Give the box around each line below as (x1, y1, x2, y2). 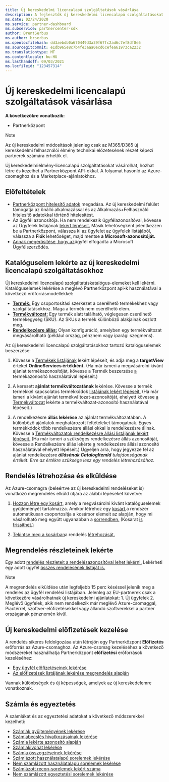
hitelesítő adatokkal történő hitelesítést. (12, 212, 94, 218)
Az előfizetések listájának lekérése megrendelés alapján (12, 670, 129, 676)
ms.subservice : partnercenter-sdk (5, 26, 78, 31)
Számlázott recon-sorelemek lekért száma (12, 765, 101, 771)
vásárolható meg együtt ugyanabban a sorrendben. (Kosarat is (12, 516, 143, 522)
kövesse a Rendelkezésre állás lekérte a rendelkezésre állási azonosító (12, 441, 159, 447)
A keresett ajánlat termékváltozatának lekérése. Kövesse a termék (12, 383, 152, 389)
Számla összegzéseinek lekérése (12, 749, 82, 756)
